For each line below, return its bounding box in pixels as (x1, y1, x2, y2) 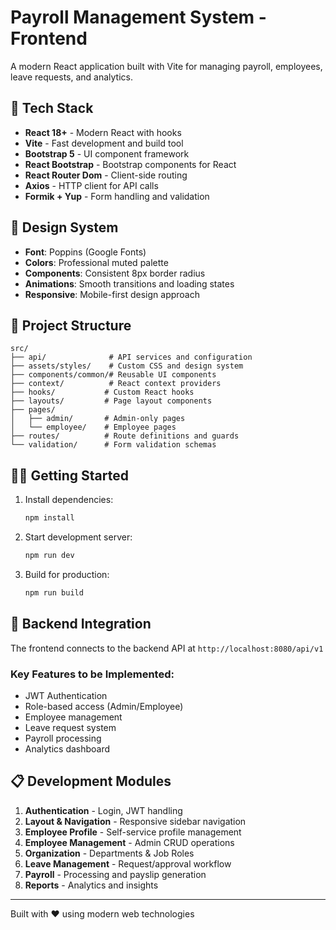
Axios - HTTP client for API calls (24, 179, 159, 191)
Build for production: (24, 568, 110, 580)
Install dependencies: (24, 494, 114, 506)
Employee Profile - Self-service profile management (24, 826, 242, 838)
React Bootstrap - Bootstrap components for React (24, 158, 237, 170)
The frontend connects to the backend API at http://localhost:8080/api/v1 (10, 642, 324, 654)
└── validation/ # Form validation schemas (10, 440, 217, 450)
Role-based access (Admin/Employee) (24, 700, 184, 712)
